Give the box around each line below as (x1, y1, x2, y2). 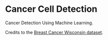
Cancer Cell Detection (5, 3, 98, 15)
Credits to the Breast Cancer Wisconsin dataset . (5, 29, 104, 35)
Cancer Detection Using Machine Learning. (5, 20, 93, 26)
